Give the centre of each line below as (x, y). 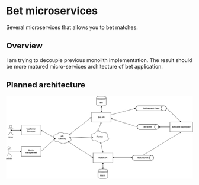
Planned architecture (46, 85)
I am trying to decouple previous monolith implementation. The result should (99, 60)
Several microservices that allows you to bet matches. (72, 27)
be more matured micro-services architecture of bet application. (84, 66)
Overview (25, 46)
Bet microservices (52, 11)
